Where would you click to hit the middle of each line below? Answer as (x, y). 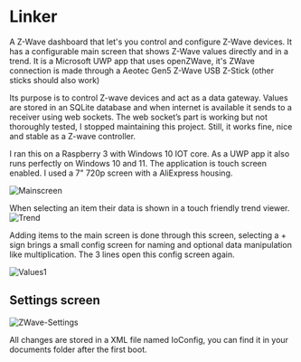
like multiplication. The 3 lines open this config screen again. (122, 254)
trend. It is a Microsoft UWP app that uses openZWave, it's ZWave (132, 61)
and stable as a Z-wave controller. (73, 136)
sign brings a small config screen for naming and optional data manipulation (150, 244)
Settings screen (55, 300)
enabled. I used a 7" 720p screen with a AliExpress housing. (121, 173)
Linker (33, 17)
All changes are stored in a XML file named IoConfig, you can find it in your (149, 339)
